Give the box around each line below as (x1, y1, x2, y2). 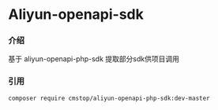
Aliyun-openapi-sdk (8, 5, 144, 24)
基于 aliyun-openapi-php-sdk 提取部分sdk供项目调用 (8, 54, 180, 64)
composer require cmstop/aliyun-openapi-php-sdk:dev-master (8, 94, 211, 102)
